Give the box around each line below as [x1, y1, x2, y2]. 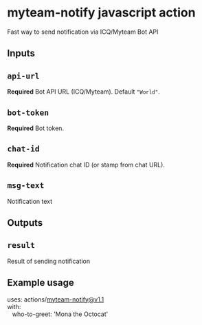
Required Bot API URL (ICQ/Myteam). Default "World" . [7, 87, 160, 96]
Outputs [7, 217, 43, 229]
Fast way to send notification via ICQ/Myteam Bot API [7, 28, 159, 36]
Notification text [7, 197, 53, 205]
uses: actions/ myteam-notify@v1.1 [7, 295, 104, 304]
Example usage [7, 277, 74, 289]
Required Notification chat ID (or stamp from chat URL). [7, 160, 165, 169]
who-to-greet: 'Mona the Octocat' [12, 310, 109, 318]
